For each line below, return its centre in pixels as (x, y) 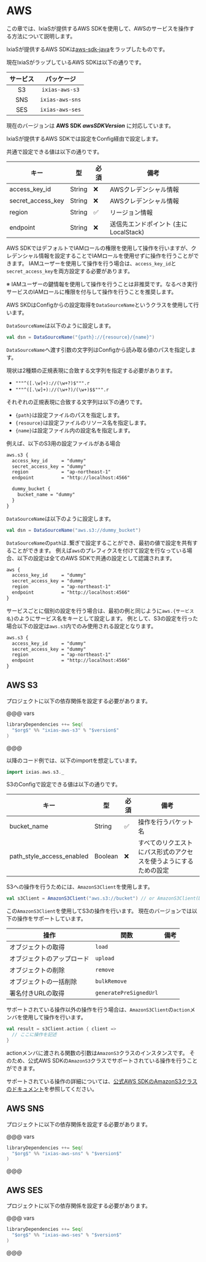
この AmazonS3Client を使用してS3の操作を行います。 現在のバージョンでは (99, 911)
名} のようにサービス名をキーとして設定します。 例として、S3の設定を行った (102, 618)
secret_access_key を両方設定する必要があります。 (70, 271)
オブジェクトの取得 (37, 948)
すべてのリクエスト (165, 843)
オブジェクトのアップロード (50, 959)
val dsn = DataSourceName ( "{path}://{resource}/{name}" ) (81, 337)
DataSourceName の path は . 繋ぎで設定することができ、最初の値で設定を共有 (100, 543)
